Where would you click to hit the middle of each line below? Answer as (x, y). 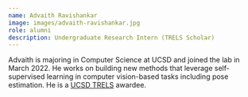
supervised (27, 76)
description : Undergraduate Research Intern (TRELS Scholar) (112, 37)
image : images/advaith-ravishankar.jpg (74, 23)
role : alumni (30, 30)
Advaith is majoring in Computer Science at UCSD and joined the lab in (124, 60)
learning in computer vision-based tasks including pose (138, 76)
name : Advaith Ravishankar (53, 15)
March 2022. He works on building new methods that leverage (110, 69)
